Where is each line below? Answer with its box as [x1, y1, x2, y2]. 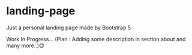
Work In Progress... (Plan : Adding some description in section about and [6, 35, 186, 42]
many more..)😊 [6, 42, 45, 49]
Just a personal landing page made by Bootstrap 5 [6, 24, 131, 31]
